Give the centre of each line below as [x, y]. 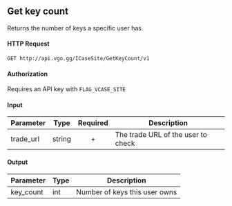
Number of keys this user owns [126, 191]
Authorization [28, 74]
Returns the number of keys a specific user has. [75, 28]
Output [18, 162]
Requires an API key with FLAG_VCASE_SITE [67, 89]
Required [93, 123]
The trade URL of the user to [161, 135]
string [61, 139]
